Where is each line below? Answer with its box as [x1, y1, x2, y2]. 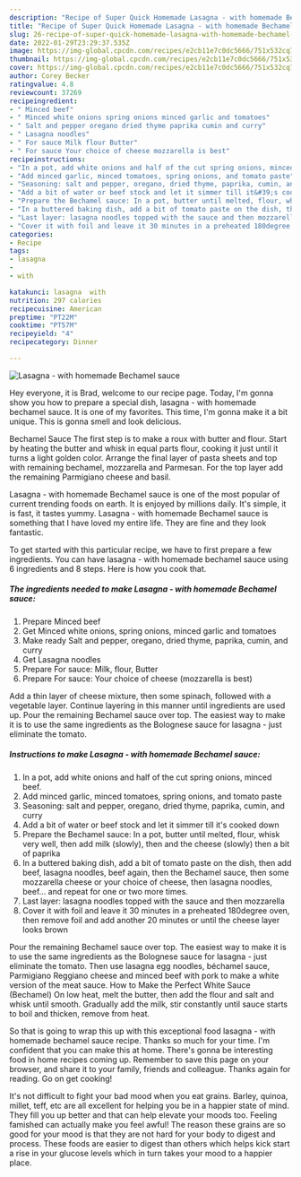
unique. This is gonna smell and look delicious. [9, 416, 182, 427]
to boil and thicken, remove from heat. [9, 1008, 150, 1018]
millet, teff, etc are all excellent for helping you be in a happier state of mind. [9, 1100, 289, 1111]
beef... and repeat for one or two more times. [21, 886, 188, 896]
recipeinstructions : [9, 154, 87, 164]
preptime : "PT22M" [9, 313, 78, 322]
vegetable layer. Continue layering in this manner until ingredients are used [9, 700, 286, 711]
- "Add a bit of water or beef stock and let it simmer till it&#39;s [9, 188, 279, 197]
